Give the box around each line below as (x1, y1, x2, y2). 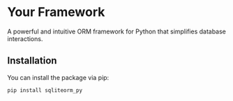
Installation (7, 55, 57, 67)
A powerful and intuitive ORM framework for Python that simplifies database (7, 27, 227, 36)
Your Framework (7, 4, 105, 20)
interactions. (7, 34, 43, 42)
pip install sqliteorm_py (7, 86, 82, 94)
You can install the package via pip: (7, 73, 110, 81)
